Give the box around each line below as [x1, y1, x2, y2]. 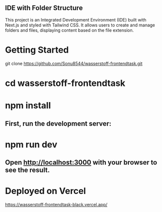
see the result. [5, 166, 50, 174]
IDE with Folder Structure [5, 4, 83, 12]
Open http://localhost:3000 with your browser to [5, 158, 158, 167]
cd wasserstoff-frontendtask [5, 78, 125, 88]
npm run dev [5, 139, 58, 150]
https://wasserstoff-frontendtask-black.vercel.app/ [5, 202, 108, 208]
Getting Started [5, 44, 69, 55]
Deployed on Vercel [5, 186, 86, 197]
